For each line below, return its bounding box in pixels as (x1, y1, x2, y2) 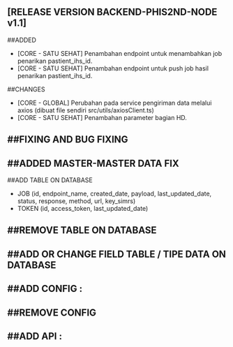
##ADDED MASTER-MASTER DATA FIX (7, 157, 179, 169)
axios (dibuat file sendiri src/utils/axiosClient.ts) (17, 105, 155, 115)
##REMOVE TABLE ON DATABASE (7, 224, 157, 237)
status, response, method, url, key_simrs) (17, 197, 136, 205)
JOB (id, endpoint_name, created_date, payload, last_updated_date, (17, 189, 212, 198)
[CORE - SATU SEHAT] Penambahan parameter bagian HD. (17, 113, 187, 121)
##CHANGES (7, 84, 45, 94)
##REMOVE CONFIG (7, 307, 96, 318)
